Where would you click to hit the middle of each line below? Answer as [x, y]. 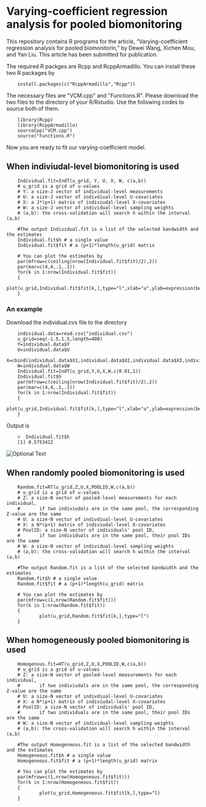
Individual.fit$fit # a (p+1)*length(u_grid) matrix [86, 245]
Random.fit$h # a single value [57, 579]
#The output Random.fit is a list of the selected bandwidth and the [108, 567]
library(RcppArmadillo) [48, 125]
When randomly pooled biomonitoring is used [96, 473]
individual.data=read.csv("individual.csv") [75, 334]
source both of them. [33, 108]
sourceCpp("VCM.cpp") [45, 130]
